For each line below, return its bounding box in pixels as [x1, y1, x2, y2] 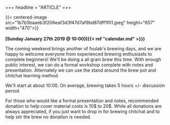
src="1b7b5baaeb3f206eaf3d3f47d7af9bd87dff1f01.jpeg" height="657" [5, 20, 155, 25]
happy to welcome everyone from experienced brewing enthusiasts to [5, 51, 152, 57]
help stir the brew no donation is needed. [5, 114, 92, 120]
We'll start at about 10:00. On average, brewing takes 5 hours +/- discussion [5, 82, 165, 88]
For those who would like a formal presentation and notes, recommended [5, 98, 159, 104]
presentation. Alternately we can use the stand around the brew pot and [5, 67, 156, 73]
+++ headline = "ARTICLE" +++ [5, 5, 71, 10]
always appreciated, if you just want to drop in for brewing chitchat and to [5, 109, 160, 114]
